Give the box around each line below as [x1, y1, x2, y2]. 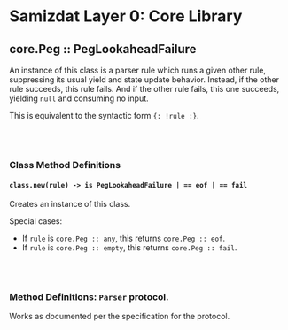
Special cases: [9, 216, 63, 226]
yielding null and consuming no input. [9, 93, 149, 104]
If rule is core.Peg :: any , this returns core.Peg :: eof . [21, 233, 226, 244]
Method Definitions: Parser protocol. [9, 291, 169, 303]
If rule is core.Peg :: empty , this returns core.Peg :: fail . [21, 242, 237, 253]
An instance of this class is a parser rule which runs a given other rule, [9, 65, 266, 75]
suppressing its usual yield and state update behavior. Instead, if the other [9, 74, 279, 85]
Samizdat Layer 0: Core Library [9, 6, 243, 27]
